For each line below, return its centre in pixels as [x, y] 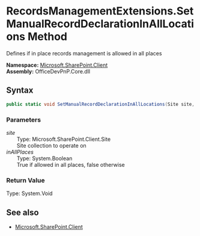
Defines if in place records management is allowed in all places [84, 53]
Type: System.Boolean [45, 158]
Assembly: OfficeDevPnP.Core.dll [48, 71]
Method [47, 37]
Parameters [23, 120]
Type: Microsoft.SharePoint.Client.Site [64, 139]
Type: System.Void [29, 193]
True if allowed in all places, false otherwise [71, 164]
